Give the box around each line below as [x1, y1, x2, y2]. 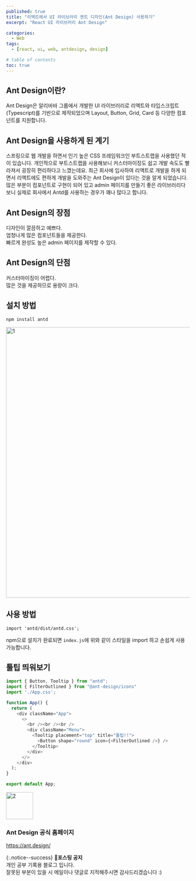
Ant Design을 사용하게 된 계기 [6, 135, 110, 145]
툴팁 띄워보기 [6, 663, 51, 672]
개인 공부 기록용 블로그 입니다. [6, 862, 75, 869]
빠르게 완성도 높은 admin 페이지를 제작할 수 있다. [6, 239, 117, 246]
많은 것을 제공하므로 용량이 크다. [6, 282, 80, 289]
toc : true [6, 62, 30, 68]
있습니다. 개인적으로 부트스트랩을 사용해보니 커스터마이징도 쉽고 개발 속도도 [12, 159, 184, 167]
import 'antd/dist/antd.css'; [6, 625, 80, 631]
